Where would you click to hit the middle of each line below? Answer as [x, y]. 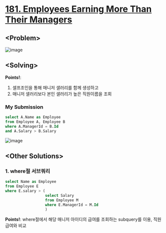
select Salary [59, 195]
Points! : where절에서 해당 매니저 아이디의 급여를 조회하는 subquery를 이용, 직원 [83, 220]
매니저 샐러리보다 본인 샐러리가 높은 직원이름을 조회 [62, 94]
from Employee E [22, 186]
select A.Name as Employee [33, 117]
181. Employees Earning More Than [79, 9]
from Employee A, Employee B [35, 122]
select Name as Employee [31, 182]
